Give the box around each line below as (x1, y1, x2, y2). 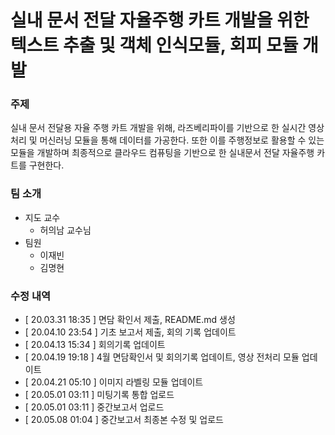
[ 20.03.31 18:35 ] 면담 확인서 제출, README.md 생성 (24, 314, 236, 326)
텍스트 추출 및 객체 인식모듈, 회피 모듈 (10, 34, 299, 57)
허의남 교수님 (39, 224, 92, 236)
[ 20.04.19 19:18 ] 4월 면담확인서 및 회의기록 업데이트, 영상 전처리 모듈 (24, 351, 300, 363)
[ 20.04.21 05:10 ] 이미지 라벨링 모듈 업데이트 (24, 376, 204, 388)
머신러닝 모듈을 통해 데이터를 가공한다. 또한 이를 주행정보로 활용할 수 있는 (39, 134, 325, 146)
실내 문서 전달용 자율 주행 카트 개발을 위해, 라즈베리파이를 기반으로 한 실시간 (10, 122, 307, 134)
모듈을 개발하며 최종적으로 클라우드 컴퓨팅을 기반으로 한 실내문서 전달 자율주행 (10, 147, 315, 159)
